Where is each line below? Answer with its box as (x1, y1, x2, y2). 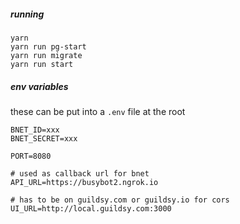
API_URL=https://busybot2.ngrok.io (10, 177, 159, 187)
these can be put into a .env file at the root (10, 105, 186, 117)
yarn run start (10, 59, 74, 69)
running (10, 8, 45, 20)
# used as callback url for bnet (10, 168, 150, 179)
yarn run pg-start (10, 41, 87, 52)
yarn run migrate (10, 50, 83, 60)
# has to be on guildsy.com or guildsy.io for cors (10, 195, 230, 205)
